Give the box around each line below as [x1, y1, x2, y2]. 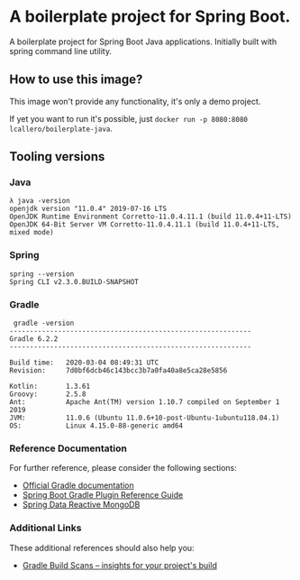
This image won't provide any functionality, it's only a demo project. [9, 96, 261, 106]
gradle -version [13, 318, 75, 328]
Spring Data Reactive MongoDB [22, 499, 141, 511]
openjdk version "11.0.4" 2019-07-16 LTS [9, 205, 168, 214]
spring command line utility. [9, 45, 113, 56]
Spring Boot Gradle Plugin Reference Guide [22, 490, 184, 501]
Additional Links [9, 521, 82, 534]
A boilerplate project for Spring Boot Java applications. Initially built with [9, 36, 277, 47]
